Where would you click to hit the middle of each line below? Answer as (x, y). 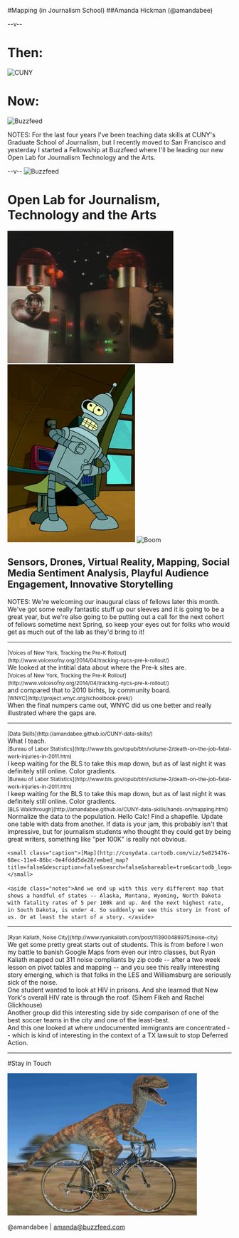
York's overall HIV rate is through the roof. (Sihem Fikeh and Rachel (106, 997)
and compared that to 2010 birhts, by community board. (89, 690)
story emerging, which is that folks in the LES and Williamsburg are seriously (119, 975)
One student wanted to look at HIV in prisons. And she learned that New (113, 990)
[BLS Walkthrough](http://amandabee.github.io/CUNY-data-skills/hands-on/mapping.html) (118, 809)
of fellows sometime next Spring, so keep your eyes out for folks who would (118, 624)
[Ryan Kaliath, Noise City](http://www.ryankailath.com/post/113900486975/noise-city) (113, 937)
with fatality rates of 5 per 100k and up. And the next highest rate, (116, 903)
